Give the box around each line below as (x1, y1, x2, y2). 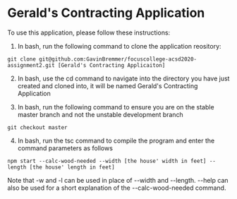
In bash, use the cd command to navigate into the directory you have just (17, 74, 230, 83)
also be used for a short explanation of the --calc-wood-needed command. (7, 183, 226, 192)
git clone (7, 55, 37, 63)
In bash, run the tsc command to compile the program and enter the (17, 136, 215, 145)
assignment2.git (7, 61, 55, 68)
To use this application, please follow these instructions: (7, 28, 171, 37)
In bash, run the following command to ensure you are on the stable (17, 102, 214, 111)
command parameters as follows (17, 143, 113, 152)
